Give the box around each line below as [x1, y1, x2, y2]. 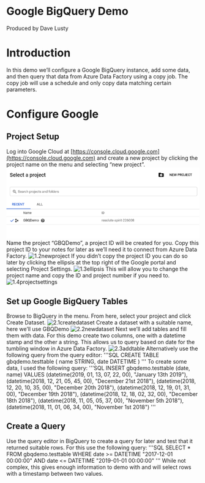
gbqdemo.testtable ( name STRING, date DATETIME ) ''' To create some [6, 358, 187, 365]
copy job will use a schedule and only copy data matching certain [6, 79, 171, 86]
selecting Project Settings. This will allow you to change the [6, 265, 188, 273]
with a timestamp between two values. [6, 470, 104, 477]
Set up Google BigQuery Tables [6, 296, 129, 307]
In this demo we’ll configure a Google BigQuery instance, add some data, [6, 66, 191, 73]
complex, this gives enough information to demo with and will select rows [6, 463, 192, 471]
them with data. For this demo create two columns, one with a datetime [6, 332, 185, 339]
